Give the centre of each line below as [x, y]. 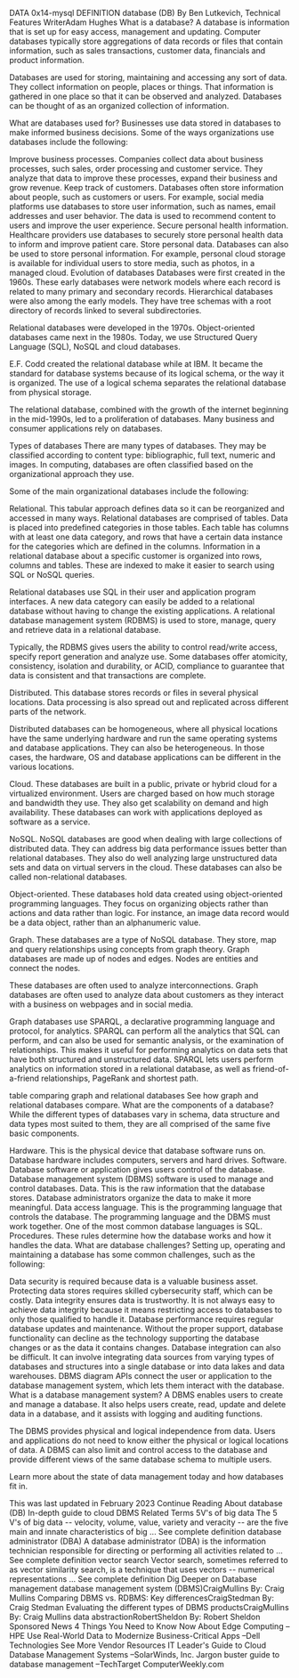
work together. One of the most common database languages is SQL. [136, 1226]
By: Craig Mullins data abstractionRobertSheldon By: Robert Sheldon [135, 1617]
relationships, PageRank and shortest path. [120, 1078]
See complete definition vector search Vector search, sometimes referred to [149, 1560]
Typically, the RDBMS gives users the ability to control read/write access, [143, 647]
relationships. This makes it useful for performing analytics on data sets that [149, 1050]
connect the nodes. [45, 968]
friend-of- [271, 1069]
